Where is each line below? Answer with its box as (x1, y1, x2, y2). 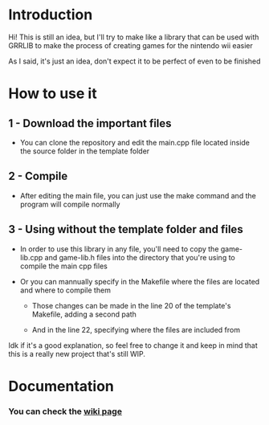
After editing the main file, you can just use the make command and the (19, 190, 257, 200)
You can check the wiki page (8, 406, 123, 417)
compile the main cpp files (19, 261, 108, 271)
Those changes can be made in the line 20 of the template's (31, 300, 231, 310)
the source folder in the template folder (19, 146, 150, 156)
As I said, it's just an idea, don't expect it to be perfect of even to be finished (8, 56, 261, 66)
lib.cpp (19, 252, 43, 262)
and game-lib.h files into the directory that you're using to (44, 252, 235, 262)
